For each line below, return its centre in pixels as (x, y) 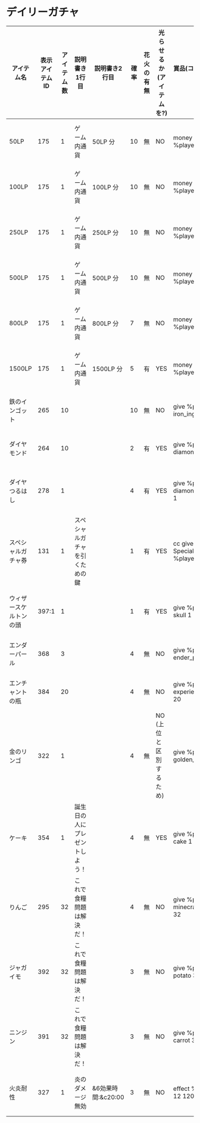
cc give (183, 543)
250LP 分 (105, 232)
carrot (182, 1040)
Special (184, 550)
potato (182, 975)
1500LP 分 (107, 369)
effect (181, 1088)
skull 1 (182, 615)
